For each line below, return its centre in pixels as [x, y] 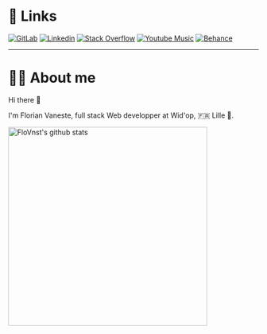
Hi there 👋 [25, 99]
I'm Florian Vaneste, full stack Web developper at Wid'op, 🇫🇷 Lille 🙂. [121, 115]
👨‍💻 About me [52, 78]
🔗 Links [33, 16]
